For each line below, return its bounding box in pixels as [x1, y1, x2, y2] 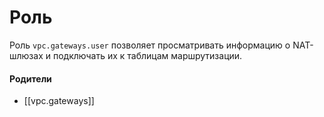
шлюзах [9, 49, 44, 61]
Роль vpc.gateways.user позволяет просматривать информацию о [9, 39, 291, 51]
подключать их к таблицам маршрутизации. [52, 49, 243, 61]
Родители [9, 72, 52, 85]
